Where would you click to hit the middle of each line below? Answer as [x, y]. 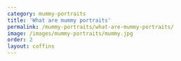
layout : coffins [31, 46]
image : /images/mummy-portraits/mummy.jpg [70, 33]
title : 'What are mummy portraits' [59, 20]
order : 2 [20, 40]
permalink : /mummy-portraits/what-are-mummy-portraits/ [90, 27]
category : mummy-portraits [47, 14]
